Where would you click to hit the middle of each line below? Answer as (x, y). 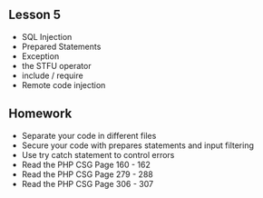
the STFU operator (56, 65)
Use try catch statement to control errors (98, 154)
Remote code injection (63, 84)
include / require (52, 75)
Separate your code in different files (89, 135)
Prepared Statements (61, 46)
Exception (40, 56)
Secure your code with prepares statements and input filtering (138, 145)
